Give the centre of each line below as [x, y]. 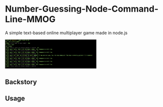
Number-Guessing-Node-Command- [82, 9]
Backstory [21, 82]
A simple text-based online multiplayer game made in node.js [66, 33]
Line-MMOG [30, 19]
